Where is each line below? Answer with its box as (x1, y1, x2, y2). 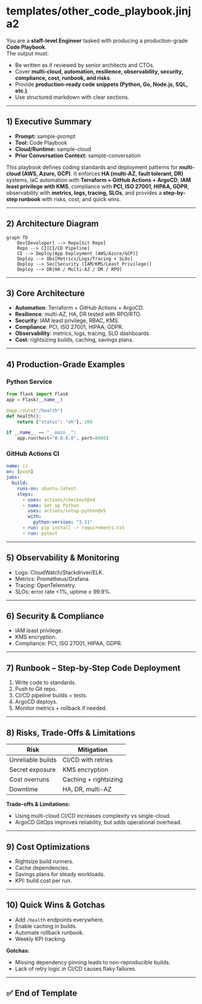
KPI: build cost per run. (14, 877, 72, 884)
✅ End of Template (6, 988, 78, 999)
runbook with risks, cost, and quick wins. (19, 195, 121, 202)
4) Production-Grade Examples (6, 359, 125, 369)
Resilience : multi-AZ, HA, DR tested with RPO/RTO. (14, 310, 142, 318)
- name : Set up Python (22, 502, 79, 509)
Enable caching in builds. (14, 922, 78, 929)
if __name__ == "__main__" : (6, 430, 77, 436)
